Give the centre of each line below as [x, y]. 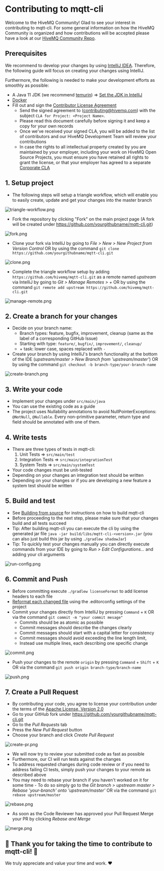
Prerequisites [26, 54]
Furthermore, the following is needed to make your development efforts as [80, 80]
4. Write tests [26, 437]
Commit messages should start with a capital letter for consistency [87, 633]
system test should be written [42, 485]
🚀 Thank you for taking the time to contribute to [79, 844]
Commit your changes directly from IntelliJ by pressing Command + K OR [83, 612]
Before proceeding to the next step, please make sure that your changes [85, 518]
